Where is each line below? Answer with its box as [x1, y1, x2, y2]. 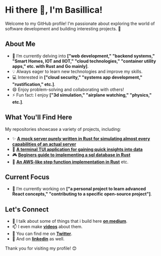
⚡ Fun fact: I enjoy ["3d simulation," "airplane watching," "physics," [12, 92, 152, 98]
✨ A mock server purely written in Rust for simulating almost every [12, 135, 150, 141]
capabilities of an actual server [12, 141, 76, 147]
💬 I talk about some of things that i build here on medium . [12, 218, 128, 224]
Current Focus [5, 173, 50, 181]
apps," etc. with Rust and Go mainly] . [12, 63, 89, 69]
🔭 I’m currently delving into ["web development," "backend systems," [12, 53, 155, 59]
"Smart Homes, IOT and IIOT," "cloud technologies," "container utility [12, 58, 157, 64]
